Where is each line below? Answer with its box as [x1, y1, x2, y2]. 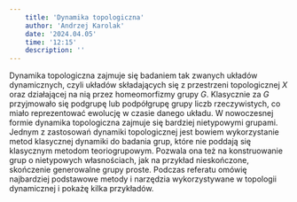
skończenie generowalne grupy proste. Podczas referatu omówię [9, 165, 247, 175]
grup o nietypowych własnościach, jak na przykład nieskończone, [9, 155, 250, 166]
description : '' [25, 46, 86, 55]
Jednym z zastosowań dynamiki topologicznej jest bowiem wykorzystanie [9, 127, 279, 137]
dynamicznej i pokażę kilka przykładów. [9, 183, 154, 194]
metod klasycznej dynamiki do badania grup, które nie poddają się [9, 136, 251, 147]
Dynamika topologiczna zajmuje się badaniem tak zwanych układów [9, 70, 258, 81]
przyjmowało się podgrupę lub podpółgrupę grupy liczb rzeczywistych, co [9, 98, 281, 109]
